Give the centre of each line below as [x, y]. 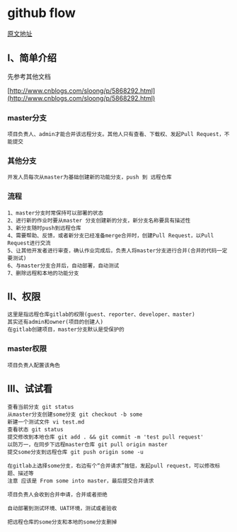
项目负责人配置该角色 [34, 365]
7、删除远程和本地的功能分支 [43, 273]
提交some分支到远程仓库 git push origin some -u [75, 452]
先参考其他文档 [29, 77]
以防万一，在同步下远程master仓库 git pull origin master [88, 444]
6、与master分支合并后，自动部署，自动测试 [63, 266]
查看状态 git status [35, 429]
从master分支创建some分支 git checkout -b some [75, 414]
